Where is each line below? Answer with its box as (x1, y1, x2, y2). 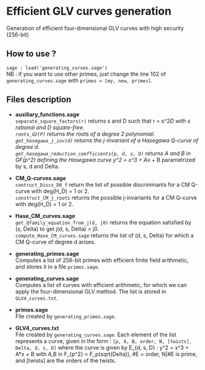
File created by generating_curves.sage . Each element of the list (15, 331, 177, 338)
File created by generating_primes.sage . (15, 313, 116, 320)
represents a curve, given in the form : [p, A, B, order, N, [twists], (15, 337, 192, 344)
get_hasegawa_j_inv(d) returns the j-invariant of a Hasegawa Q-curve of (15, 136, 199, 144)
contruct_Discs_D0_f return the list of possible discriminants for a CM (15, 181, 190, 188)
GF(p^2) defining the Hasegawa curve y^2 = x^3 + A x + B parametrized (15, 156, 196, 163)
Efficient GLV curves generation (6, 4, 172, 18)
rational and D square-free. (15, 123, 85, 131)
